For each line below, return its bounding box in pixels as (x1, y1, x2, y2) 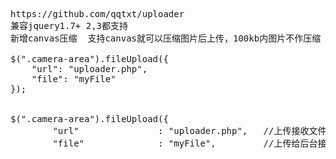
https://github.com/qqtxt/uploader (10, 9, 185, 19)
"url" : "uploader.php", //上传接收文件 (52, 125, 327, 136)
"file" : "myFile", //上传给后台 (52, 138, 318, 149)
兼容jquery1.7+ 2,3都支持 (10, 20, 129, 31)
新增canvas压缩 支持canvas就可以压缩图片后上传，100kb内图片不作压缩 (10, 33, 322, 44)
